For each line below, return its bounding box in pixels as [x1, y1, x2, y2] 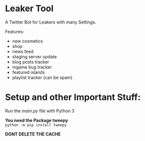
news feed [12, 48, 34, 54]
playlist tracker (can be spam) [12, 74, 72, 80]
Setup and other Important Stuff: [5, 92, 141, 103]
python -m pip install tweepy [5, 122, 67, 127]
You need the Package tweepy [5, 117, 69, 123]
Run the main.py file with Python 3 [5, 108, 74, 114]
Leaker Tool [5, 3, 54, 14]
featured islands [12, 69, 45, 75]
